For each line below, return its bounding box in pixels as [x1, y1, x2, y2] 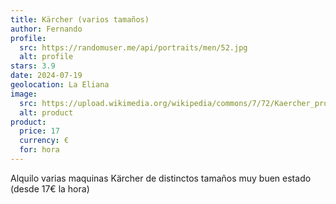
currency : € [19, 136, 70, 146]
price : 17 [19, 126, 60, 136]
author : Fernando [10, 24, 83, 34]
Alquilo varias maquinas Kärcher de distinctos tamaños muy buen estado [10, 172, 312, 184]
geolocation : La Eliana [10, 80, 110, 90]
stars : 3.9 [10, 61, 56, 71]
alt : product [19, 107, 74, 118]
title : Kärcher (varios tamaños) [10, 14, 150, 25]
